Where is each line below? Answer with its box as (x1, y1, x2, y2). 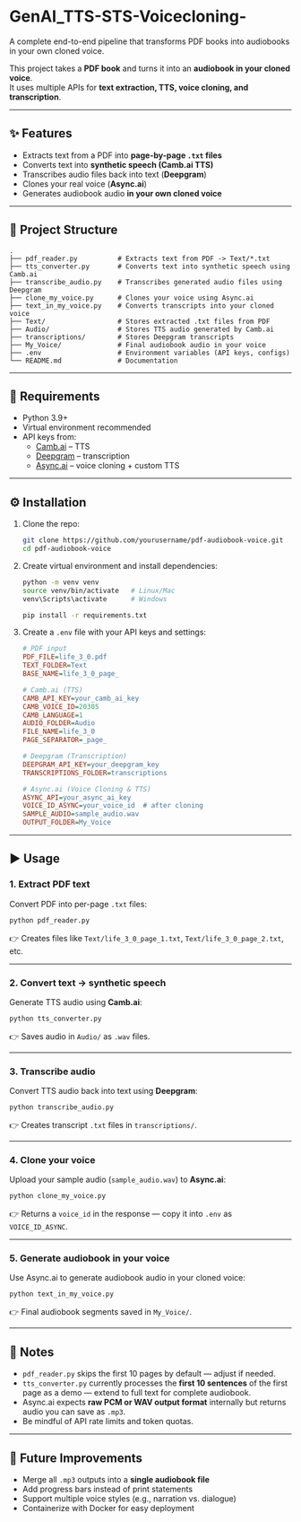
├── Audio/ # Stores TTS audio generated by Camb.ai (9, 325, 275, 334)
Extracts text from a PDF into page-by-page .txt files (21, 150, 222, 161)
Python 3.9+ (21, 413, 69, 424)
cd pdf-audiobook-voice (21, 545, 112, 554)
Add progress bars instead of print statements (21, 1483, 193, 1494)
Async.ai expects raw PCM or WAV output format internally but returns (21, 1397, 287, 1408)
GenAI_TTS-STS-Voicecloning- (9, 6, 247, 27)
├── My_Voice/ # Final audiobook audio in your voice (9, 340, 267, 349)
